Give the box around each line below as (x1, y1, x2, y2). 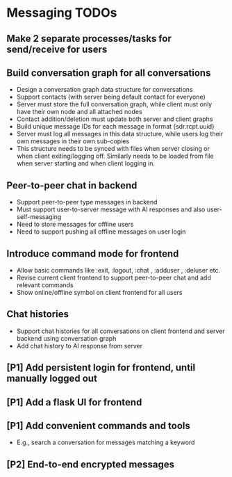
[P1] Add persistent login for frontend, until (6, 362, 196, 373)
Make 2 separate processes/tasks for (6, 33, 172, 45)
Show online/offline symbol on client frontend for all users (16, 289, 183, 297)
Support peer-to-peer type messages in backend (16, 198, 158, 207)
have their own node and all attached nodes (16, 108, 143, 116)
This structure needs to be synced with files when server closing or (16, 145, 210, 153)
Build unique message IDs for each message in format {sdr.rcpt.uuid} (16, 122, 215, 131)
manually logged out (6, 373, 98, 385)
